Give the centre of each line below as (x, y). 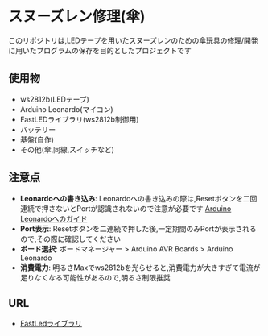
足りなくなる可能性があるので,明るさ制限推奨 (95, 277)
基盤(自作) (37, 139)
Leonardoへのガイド (54, 218)
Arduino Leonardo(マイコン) (67, 109)
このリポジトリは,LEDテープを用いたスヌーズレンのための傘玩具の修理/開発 (133, 40)
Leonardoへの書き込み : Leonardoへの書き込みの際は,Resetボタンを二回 (138, 198)
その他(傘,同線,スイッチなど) (67, 149)
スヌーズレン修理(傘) (77, 17)
